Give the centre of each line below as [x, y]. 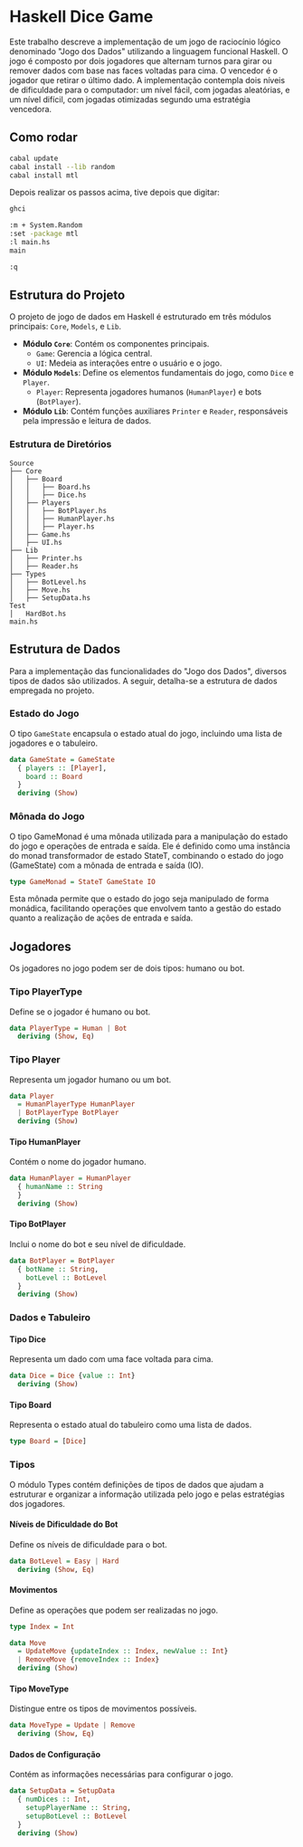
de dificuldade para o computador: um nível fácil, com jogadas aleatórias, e [150, 90]
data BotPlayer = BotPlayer [62, 1261]
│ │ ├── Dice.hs [48, 495]
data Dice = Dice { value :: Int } [72, 1376]
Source [22, 463]
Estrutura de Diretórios [61, 444]
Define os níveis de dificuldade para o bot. [88, 1544]
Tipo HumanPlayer [45, 1141]
